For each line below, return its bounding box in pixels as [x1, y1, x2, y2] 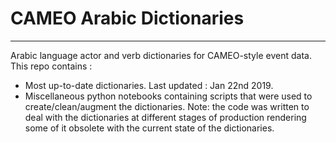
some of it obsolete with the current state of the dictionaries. [24, 122, 275, 134]
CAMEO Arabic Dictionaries [10, 7, 245, 30]
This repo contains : [10, 60, 93, 72]
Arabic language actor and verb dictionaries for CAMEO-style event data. [10, 49, 312, 61]
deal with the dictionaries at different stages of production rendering [24, 111, 307, 123]
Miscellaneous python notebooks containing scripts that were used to [24, 90, 313, 102]
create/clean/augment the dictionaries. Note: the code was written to [24, 100, 310, 112]
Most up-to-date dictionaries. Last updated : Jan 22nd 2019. [24, 79, 274, 91]
